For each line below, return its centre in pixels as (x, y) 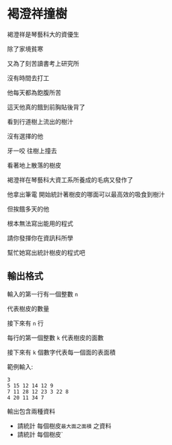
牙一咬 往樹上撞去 (32, 151)
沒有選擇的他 (25, 136)
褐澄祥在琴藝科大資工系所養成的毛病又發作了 (70, 179)
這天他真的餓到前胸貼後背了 (46, 107)
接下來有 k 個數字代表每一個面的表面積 (62, 352)
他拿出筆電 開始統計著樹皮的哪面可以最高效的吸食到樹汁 (86, 194)
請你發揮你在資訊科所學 (40, 238)
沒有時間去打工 (28, 78)
